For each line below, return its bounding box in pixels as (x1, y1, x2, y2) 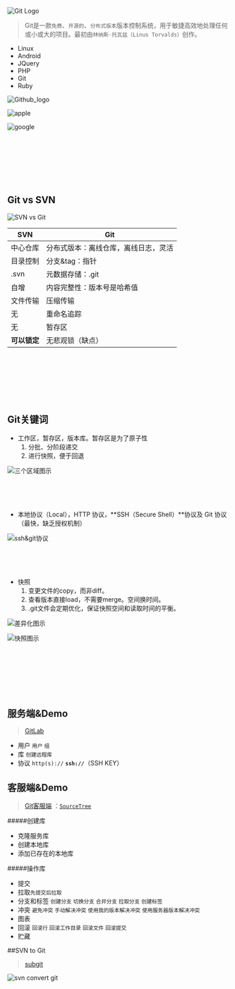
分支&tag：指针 (46, 256, 97, 266)
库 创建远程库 (17, 750, 53, 758)
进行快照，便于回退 (28, 451, 85, 460)
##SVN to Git (7, 946, 46, 955)
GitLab (24, 727, 44, 735)
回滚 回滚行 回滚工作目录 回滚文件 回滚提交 (17, 923, 127, 932)
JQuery (17, 59, 40, 67)
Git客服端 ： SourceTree (24, 801, 92, 811)
